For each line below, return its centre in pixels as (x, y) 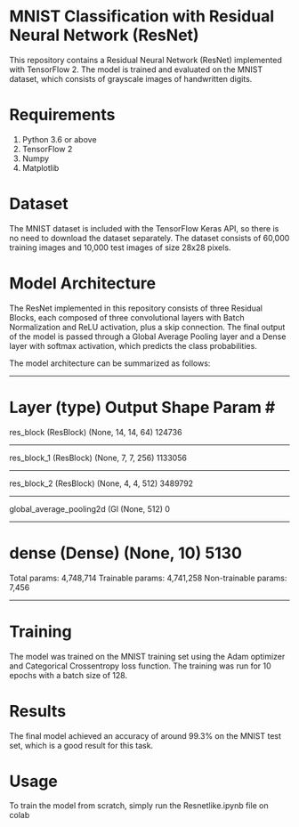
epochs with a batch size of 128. (68, 675)
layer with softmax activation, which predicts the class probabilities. (133, 345)
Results (38, 711)
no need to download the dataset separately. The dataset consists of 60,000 (149, 238)
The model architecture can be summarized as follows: (110, 363)
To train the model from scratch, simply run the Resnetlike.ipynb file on (139, 806)
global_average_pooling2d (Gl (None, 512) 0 (90, 508)
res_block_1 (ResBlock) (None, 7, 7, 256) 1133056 (98, 458)
